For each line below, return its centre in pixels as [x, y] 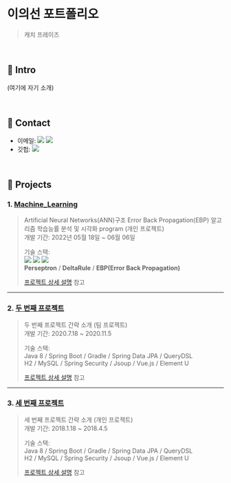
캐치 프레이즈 [42, 34]
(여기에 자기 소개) [31, 88]
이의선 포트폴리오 [53, 14]
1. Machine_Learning [42, 204]
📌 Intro [22, 70]
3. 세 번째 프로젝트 [36, 403]
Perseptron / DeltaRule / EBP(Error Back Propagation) [102, 268]
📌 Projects [30, 185]
